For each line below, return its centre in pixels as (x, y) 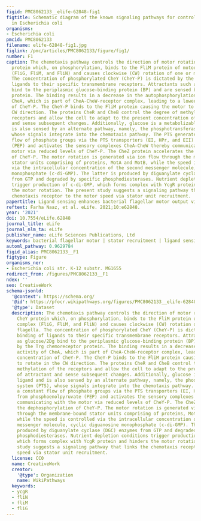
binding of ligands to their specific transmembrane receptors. (99, 336)
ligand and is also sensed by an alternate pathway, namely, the (100, 380)
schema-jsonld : (25, 291)
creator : (22, 469)
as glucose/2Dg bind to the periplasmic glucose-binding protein (100, 341)
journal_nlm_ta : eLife (34, 229)
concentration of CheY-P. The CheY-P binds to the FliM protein (99, 358)
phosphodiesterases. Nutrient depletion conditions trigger (93, 436)
